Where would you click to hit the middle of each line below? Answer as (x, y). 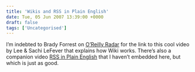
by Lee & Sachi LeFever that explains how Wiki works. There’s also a (89, 51)
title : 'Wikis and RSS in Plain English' (58, 11)
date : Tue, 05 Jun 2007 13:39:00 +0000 (55, 17)
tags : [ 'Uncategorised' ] (36, 28)
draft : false (22, 22)
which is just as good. (32, 63)
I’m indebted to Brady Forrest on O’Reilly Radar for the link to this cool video (98, 44)
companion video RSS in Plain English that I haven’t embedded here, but (93, 57)
